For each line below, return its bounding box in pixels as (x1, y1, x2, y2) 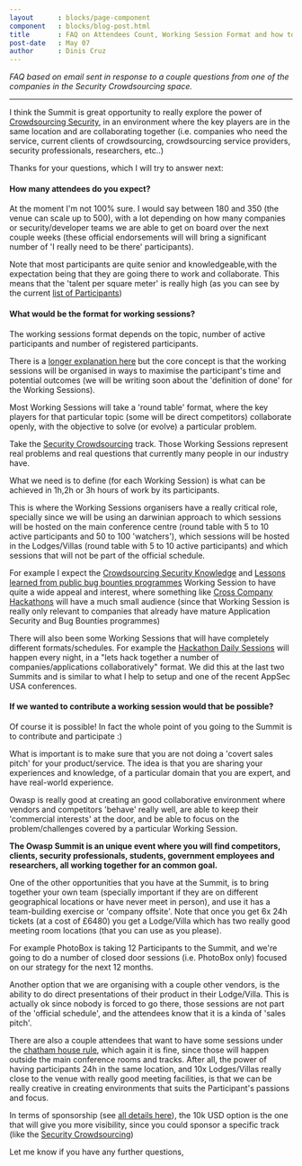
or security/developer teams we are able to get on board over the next (9, 223, 270, 233)
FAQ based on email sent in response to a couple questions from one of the (9, 71, 289, 82)
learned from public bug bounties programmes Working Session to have (9, 577, 277, 588)
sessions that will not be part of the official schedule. (9, 550, 205, 560)
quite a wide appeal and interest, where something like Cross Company (9, 587, 273, 597)
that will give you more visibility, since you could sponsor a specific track (9, 1119, 280, 1130)
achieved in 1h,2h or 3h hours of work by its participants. (9, 484, 220, 496)
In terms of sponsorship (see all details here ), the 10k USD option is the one (9, 1109, 289, 1120)
